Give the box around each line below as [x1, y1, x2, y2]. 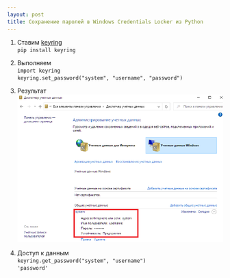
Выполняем [16, 58, 51, 67]
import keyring [16, 67, 61, 74]
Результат [16, 86, 47, 95]
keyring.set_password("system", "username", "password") [16, 74, 183, 82]
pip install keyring [16, 47, 76, 54]
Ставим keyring [16, 38, 63, 46]
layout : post [7, 11, 44, 18]
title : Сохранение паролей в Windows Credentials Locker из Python [7, 18, 204, 25]
